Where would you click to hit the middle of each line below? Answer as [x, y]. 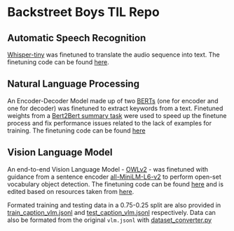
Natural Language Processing [74, 84]
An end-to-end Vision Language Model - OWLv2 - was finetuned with [108, 169]
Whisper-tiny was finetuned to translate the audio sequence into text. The [113, 54]
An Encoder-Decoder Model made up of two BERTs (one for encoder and [113, 100]
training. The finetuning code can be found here [76, 131]
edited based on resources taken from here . [71, 191]
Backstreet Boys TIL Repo [83, 12]
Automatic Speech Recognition [77, 38]
